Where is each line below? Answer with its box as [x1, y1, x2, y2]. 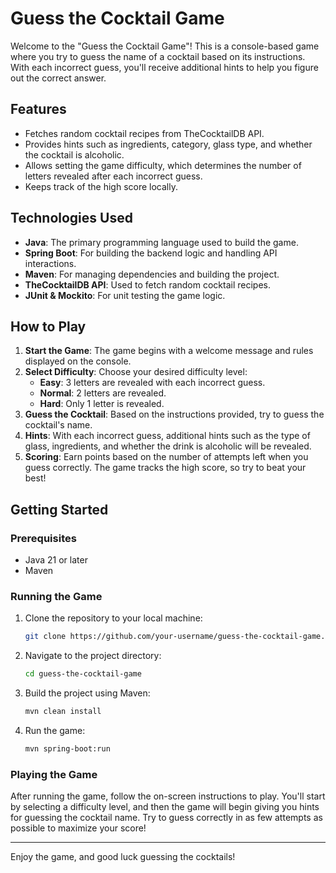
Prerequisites [10, 531, 77, 545]
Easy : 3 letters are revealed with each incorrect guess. [39, 377, 266, 389]
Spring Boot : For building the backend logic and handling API [24, 247, 278, 259]
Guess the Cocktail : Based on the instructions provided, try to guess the [24, 408, 325, 421]
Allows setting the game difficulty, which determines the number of [24, 159, 302, 171]
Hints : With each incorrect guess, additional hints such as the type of [24, 430, 311, 442]
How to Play [10, 318, 87, 335]
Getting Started [10, 501, 109, 518]
